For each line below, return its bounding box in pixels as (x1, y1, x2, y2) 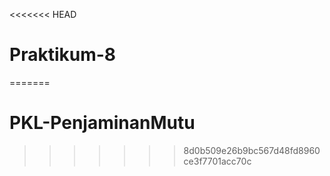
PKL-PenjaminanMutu (9, 112, 196, 134)
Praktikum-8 (9, 44, 117, 66)
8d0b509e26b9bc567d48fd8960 (183, 144, 321, 156)
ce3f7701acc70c (183, 155, 252, 167)
